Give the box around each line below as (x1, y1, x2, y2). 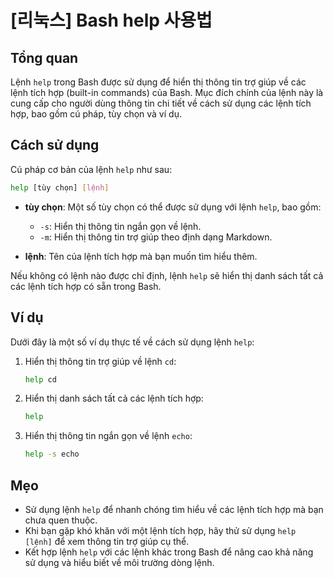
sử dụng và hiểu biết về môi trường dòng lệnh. (24, 556, 215, 568)
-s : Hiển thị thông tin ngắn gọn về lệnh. (39, 220, 202, 232)
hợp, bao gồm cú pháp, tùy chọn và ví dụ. (10, 108, 182, 120)
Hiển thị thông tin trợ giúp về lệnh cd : (24, 355, 177, 367)
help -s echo (24, 449, 80, 460)
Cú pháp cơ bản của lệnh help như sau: (10, 163, 173, 175)
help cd (24, 374, 57, 385)
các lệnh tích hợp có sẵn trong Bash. (10, 280, 162, 292)
